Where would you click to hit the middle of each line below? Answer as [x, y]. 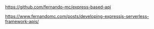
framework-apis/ [22, 22]
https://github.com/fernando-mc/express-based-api [58, 7]
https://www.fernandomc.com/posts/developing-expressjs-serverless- [77, 16]
